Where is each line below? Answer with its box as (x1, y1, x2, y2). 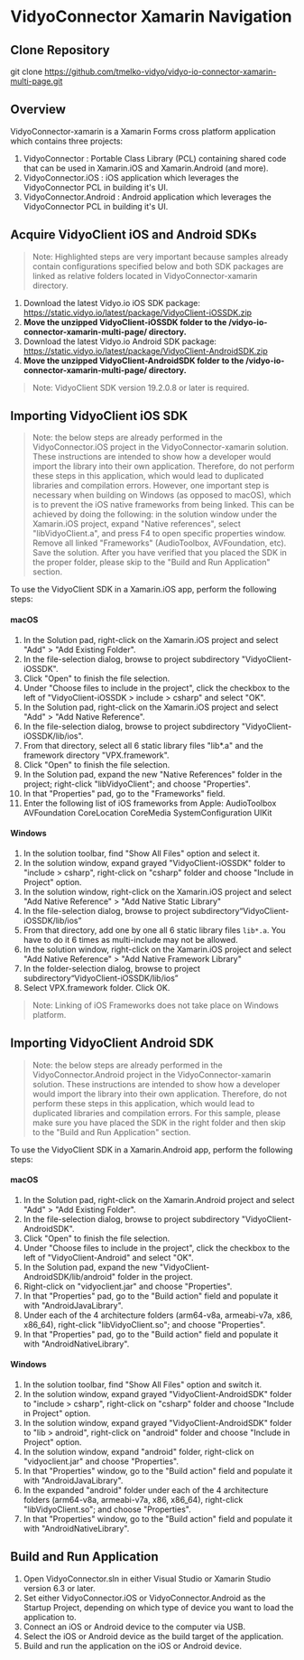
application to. (23, 1611, 78, 1622)
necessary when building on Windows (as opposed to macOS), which (32, 490, 291, 500)
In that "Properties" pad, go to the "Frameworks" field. (23, 788, 226, 798)
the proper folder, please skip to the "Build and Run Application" (32, 557, 271, 568)
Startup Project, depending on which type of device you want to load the (23, 1601, 294, 1613)
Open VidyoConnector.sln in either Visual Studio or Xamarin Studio (23, 1573, 272, 1584)
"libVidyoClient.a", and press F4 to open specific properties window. (32, 528, 287, 539)
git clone (10, 66, 43, 77)
